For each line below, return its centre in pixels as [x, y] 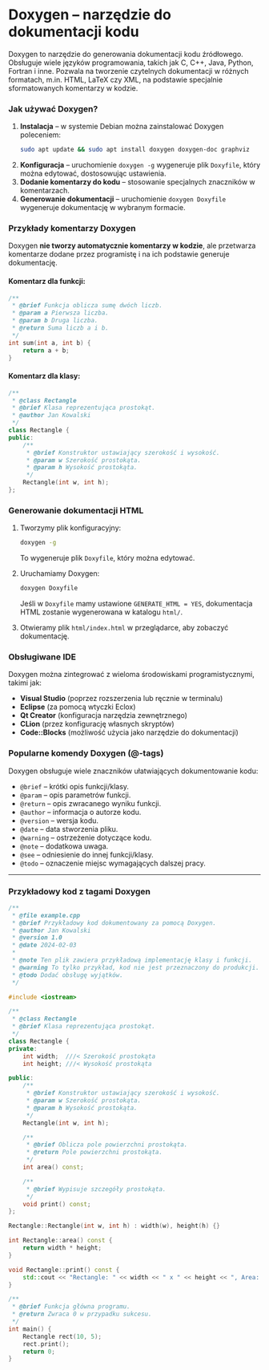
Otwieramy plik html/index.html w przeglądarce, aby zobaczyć [124, 627]
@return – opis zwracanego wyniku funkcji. [90, 803]
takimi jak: [25, 683]
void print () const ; [57, 1204]
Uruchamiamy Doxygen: [60, 574]
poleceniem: [40, 135]
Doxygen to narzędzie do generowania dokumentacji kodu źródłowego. [126, 54]
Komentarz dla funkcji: [47, 281]
